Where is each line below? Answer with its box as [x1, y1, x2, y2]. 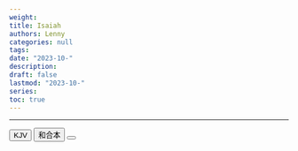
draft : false [9, 71, 58, 79]
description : [9, 63, 58, 72]
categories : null [9, 37, 74, 47]
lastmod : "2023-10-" [9, 79, 86, 87]
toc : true [9, 94, 46, 104]
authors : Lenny [9, 29, 66, 38]
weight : [9, 12, 38, 22]
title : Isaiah [9, 21, 62, 30]
